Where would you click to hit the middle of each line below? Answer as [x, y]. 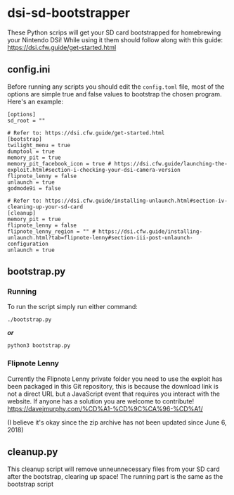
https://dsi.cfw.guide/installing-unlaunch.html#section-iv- [136, 201]
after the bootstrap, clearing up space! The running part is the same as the [115, 476]
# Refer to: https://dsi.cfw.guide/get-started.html [86, 133]
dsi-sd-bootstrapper [69, 13]
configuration [28, 244]
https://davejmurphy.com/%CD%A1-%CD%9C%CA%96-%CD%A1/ [105, 408]
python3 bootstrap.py [39, 346]
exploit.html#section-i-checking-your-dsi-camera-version [94, 170]
